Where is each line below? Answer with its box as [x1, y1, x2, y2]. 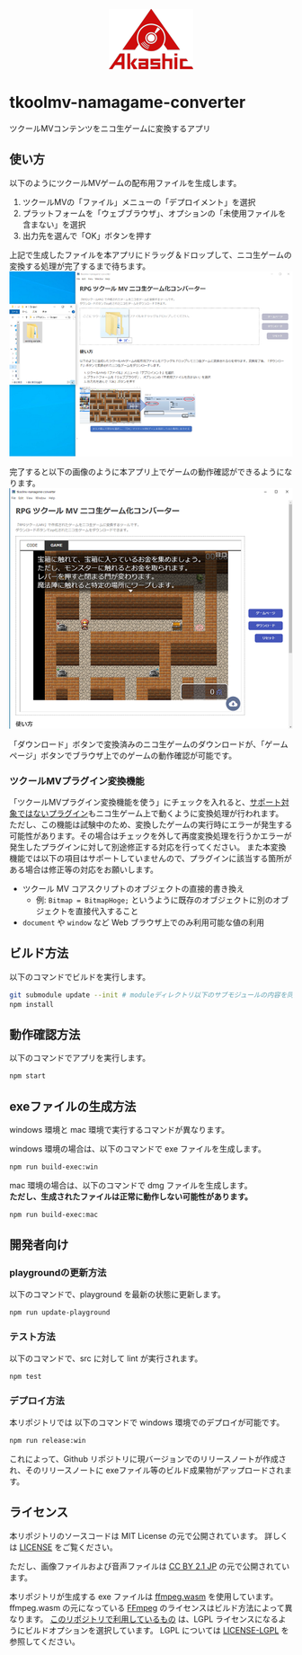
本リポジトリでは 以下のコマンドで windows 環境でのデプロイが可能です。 [9, 1417, 285, 1428]
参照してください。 [9, 1636, 81, 1647]
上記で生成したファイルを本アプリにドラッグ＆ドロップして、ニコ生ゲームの [9, 249, 292, 260]
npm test [9, 1372, 42, 1381]
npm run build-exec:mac [9, 1210, 99, 1219]
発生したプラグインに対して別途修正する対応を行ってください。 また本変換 [9, 841, 287, 852]
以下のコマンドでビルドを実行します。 [9, 971, 151, 982]
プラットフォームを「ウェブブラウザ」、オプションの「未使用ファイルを [22, 208, 287, 218]
